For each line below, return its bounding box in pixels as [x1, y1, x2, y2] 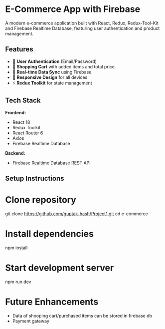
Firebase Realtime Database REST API [12, 160, 91, 166]
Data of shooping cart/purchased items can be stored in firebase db [12, 313, 153, 319]
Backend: [5, 150, 25, 156]
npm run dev [5, 279, 31, 285]
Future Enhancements [5, 296, 99, 308]
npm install [5, 245, 28, 251]
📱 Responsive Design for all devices [12, 74, 88, 80]
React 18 [12, 119, 30, 125]
